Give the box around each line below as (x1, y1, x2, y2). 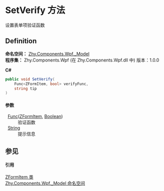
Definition (5, 37, 37, 45)
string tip (14, 86, 37, 91)
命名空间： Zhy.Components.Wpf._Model (5, 50, 90, 56)
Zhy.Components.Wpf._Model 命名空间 (5, 180, 85, 186)
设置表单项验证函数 (5, 22, 45, 28)
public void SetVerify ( (5, 76, 55, 81)
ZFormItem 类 (5, 174, 34, 180)
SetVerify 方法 (5, 4, 65, 16)
